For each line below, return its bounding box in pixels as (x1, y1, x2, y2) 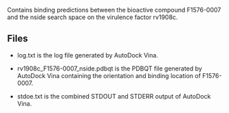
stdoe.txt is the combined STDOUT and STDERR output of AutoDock (17, 92, 211, 100)
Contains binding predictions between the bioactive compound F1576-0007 (7, 6, 221, 14)
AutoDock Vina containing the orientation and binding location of (17, 71, 201, 79)
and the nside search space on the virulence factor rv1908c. (7, 13, 178, 21)
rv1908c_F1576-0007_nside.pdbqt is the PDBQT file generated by (17, 64, 203, 73)
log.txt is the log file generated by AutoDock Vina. (17, 51, 158, 59)
